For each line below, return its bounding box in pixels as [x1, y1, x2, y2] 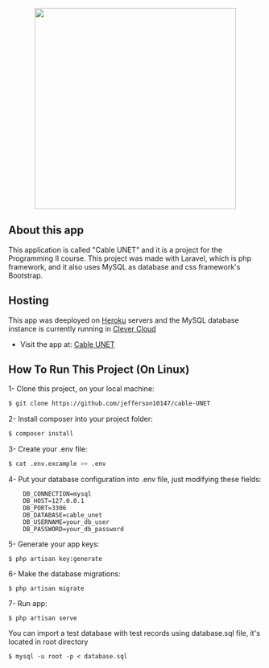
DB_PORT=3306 [23, 504, 67, 513]
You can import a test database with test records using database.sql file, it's [8, 629, 260, 638]
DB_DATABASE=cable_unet [23, 511, 103, 519]
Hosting [8, 294, 50, 307]
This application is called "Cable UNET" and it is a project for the [8, 245, 223, 254]
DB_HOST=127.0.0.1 [23, 497, 85, 505]
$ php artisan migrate [8, 584, 85, 593]
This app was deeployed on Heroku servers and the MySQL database [8, 315, 239, 325]
